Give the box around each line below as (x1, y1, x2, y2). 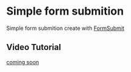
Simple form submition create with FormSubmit (6, 24, 125, 32)
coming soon (6, 58, 40, 65)
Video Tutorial (6, 42, 62, 52)
